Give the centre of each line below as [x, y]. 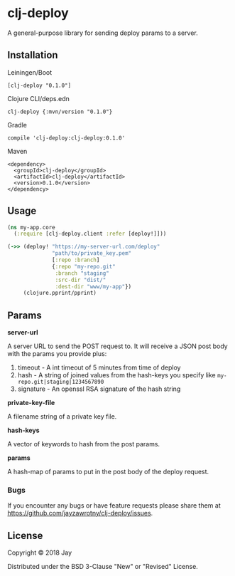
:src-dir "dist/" [81, 280]
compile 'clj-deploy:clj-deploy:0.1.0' [66, 138]
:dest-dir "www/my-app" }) [93, 286]
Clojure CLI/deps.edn [38, 98]
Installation [33, 55]
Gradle [17, 125]
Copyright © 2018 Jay [40, 553]
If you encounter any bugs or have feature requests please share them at [114, 506]
